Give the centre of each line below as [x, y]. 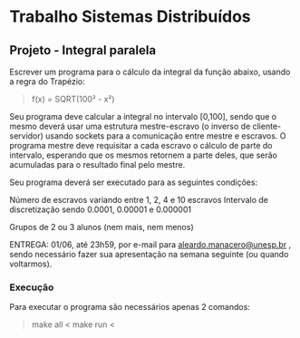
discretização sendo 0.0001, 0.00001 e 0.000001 [101, 209]
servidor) [26, 136]
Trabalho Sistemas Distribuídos [130, 17]
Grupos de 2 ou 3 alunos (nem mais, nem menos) [102, 227]
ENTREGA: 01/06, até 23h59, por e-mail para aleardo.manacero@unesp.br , [150, 245]
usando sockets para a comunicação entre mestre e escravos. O [166, 136]
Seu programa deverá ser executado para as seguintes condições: [134, 182]
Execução [32, 287]
